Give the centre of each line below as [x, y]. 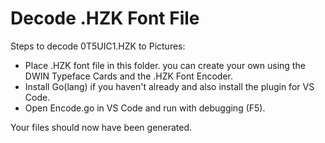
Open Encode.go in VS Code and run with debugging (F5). [145, 108]
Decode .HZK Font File [105, 18]
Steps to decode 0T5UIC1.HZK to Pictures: [98, 46]
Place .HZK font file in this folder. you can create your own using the [165, 65]
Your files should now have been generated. [101, 127]
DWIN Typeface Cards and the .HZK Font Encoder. [128, 76]
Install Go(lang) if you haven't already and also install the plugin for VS [169, 86]
